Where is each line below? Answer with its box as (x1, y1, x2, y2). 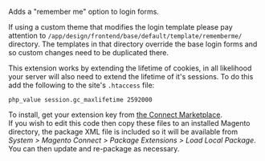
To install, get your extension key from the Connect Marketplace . (8, 110, 223, 119)
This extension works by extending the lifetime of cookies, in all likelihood (8, 63, 252, 73)
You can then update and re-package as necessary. (8, 144, 180, 153)
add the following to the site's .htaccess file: (8, 80, 155, 90)
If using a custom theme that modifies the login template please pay (8, 22, 233, 31)
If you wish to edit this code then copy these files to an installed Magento (8, 119, 251, 127)
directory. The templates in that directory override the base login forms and (8, 39, 258, 49)
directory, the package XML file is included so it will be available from (8, 127, 238, 136)
